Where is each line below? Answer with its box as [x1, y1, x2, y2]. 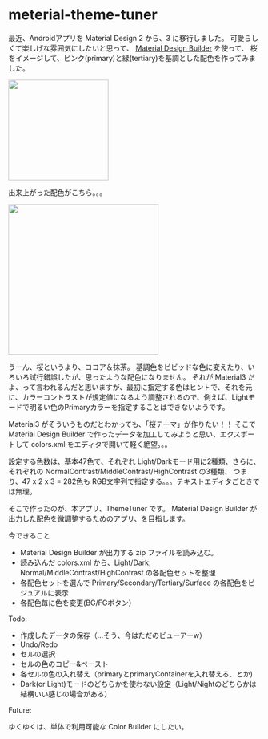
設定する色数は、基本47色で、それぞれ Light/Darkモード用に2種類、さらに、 [8, 456, 261, 466]
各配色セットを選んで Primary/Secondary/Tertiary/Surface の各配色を [19, 578, 249, 587]
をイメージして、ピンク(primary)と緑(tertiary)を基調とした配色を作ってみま [8, 53, 256, 63]
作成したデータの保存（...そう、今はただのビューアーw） [19, 630, 206, 640]
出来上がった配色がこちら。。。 [8, 187, 106, 197]
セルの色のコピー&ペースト [19, 659, 110, 668]
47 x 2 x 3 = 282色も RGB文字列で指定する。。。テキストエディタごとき [22, 476, 254, 486]
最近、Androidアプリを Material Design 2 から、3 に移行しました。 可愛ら [8, 33, 252, 43]
